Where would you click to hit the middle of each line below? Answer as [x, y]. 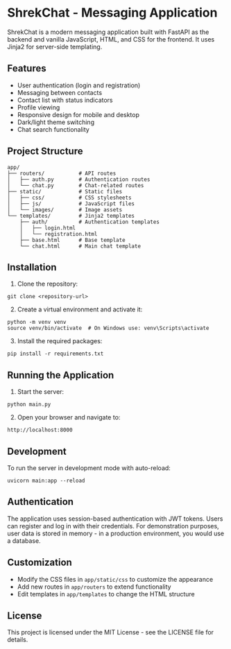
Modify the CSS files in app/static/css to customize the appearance [115, 579]
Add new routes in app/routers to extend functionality [94, 587]
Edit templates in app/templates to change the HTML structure [106, 594]
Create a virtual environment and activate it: [80, 309]
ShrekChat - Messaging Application [112, 13]
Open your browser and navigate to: [69, 417]
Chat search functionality [53, 129]
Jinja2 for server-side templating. [55, 46]
